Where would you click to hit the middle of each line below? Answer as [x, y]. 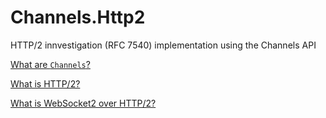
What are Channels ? [50, 64]
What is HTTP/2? [45, 83]
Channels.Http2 [78, 17]
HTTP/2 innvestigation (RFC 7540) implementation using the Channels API [163, 45]
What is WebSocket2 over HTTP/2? [83, 103]
